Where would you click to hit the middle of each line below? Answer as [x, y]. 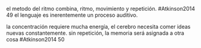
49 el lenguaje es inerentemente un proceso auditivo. [72, 15]
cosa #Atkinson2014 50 [35, 39]
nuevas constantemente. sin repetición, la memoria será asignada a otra [95, 33]
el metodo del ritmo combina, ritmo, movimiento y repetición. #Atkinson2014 [101, 9]
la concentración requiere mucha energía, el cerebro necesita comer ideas [98, 27]
